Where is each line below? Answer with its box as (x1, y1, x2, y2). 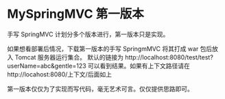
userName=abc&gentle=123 (7, 61, 87, 70)
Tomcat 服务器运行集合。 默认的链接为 (14, 53, 123, 61)
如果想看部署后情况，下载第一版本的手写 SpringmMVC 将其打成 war (7, 44, 199, 53)
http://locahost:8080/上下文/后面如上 (7, 70, 112, 79)
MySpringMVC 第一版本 (7, 6, 144, 22)
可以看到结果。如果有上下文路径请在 (88, 61, 191, 70)
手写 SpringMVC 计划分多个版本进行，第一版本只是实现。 (7, 30, 169, 38)
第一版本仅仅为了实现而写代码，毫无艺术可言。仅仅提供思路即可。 (7, 85, 193, 93)
